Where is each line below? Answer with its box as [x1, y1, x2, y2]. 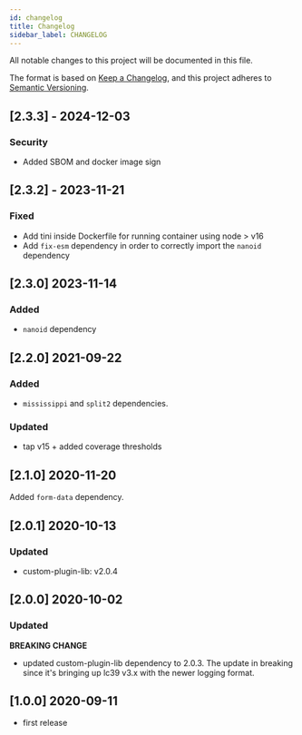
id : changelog [9, 13, 63, 23]
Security [9, 135, 48, 148]
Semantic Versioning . [9, 83, 89, 93]
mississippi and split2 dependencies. [22, 398, 169, 409]
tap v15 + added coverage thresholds [22, 441, 162, 452]
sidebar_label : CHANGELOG [9, 30, 107, 39]
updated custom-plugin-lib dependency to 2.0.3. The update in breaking [22, 657, 293, 668]
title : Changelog [9, 22, 75, 31]
